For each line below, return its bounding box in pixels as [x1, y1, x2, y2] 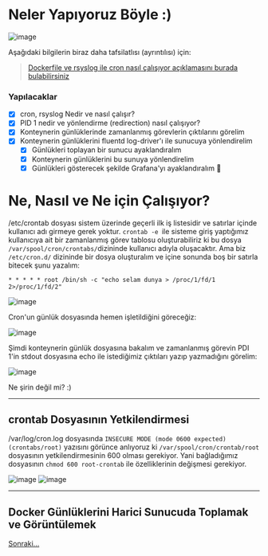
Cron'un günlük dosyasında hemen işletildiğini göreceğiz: [8, 312, 197, 322]
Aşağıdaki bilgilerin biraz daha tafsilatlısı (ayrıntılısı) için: [8, 47, 191, 57]
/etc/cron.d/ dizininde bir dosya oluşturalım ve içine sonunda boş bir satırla [8, 252, 258, 261]
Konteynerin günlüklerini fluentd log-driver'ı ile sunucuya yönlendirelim [19, 136, 253, 146]
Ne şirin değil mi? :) [8, 382, 72, 392]
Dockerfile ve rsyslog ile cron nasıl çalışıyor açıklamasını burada [27, 62, 238, 72]
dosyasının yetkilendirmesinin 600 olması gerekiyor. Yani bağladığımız [8, 451, 238, 460]
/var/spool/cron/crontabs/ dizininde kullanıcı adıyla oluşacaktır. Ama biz [8, 243, 246, 253]
